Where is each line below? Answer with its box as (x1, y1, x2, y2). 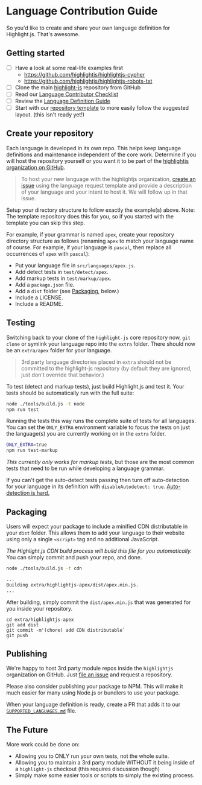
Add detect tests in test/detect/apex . (14, 268, 109, 275)
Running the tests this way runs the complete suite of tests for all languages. (6, 418, 196, 425)
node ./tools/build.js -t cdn (6, 565, 83, 571)
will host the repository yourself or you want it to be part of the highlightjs (6, 157, 189, 164)
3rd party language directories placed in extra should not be (21, 358, 172, 366)
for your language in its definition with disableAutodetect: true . (6, 483, 166, 490)
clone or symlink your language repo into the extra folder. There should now (6, 340, 196, 348)
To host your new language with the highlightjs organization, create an (21, 175, 196, 182)
